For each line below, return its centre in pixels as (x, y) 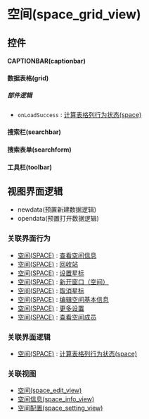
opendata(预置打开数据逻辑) (58, 219)
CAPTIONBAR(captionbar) (46, 61)
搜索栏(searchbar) (34, 132)
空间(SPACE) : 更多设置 (51, 308)
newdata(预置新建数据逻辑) (57, 209)
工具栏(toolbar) (30, 167)
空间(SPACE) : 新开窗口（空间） (63, 281)
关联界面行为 (29, 238)
